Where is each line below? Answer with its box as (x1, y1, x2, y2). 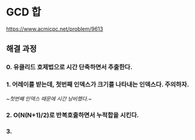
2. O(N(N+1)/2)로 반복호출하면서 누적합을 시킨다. (6, 111, 139, 119)
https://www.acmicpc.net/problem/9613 (6, 25, 103, 32)
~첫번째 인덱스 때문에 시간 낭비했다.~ (6, 95, 92, 102)
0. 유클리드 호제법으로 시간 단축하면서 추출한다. (6, 63, 133, 71)
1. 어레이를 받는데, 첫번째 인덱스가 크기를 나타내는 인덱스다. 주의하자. (6, 80, 189, 89)
